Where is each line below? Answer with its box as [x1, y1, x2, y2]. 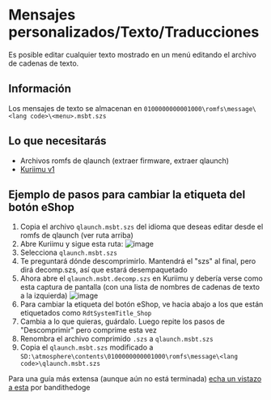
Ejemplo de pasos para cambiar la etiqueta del [8, 187, 246, 201]
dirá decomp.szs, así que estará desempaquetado [19, 265, 188, 275]
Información [8, 82, 71, 96]
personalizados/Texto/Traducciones [8, 23, 260, 41]
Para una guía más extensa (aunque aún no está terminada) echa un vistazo [8, 374, 262, 384]
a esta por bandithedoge [8, 383, 91, 393]
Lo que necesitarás [8, 134, 107, 148]
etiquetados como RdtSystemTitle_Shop [19, 308, 152, 318]
